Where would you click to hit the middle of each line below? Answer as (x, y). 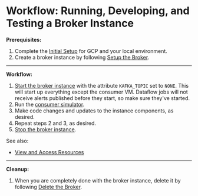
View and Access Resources (49, 152)
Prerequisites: (24, 39)
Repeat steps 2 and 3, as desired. (55, 123)
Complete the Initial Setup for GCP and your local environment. (91, 51)
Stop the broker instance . (45, 129)
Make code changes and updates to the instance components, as (94, 111)
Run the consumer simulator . (49, 104)
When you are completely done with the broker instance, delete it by (98, 180)
